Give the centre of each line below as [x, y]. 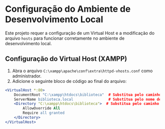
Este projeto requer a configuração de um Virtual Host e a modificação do [80, 33]
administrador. [27, 76]
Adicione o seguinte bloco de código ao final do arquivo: [69, 81]
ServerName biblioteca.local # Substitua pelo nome [84, 99]
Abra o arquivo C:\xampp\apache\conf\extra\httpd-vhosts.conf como [82, 71]
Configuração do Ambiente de [68, 9]
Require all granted [44, 113]
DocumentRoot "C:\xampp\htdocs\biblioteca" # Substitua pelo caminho [88, 95]
